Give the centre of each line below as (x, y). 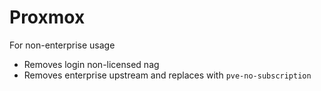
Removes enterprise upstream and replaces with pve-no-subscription (167, 75)
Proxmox (47, 17)
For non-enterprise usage (62, 45)
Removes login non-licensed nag (91, 64)
